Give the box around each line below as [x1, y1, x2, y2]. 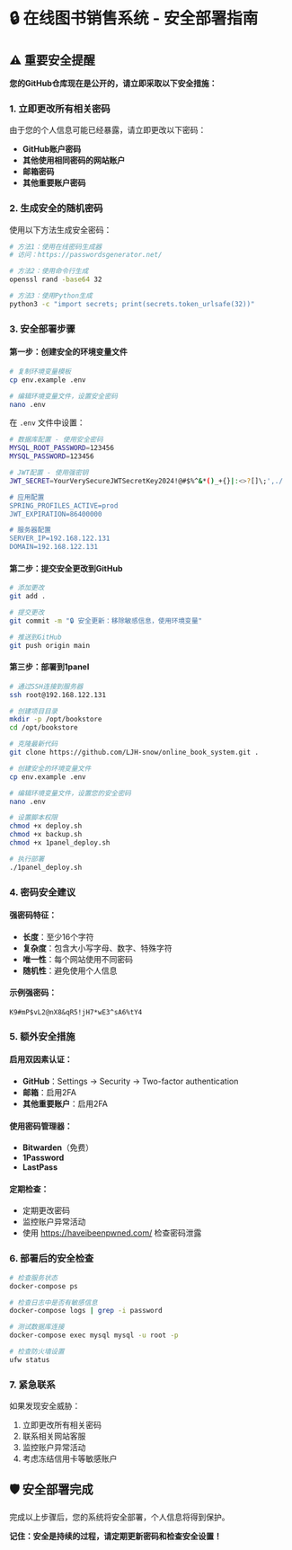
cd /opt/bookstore [9, 723, 78, 732]
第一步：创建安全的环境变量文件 [9, 347, 128, 358]
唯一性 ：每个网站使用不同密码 [22, 953, 133, 964]
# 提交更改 [9, 608, 45, 617]
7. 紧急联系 [9, 1378, 56, 1391]
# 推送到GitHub [9, 633, 62, 642]
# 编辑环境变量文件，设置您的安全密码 [9, 788, 132, 798]
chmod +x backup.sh [9, 830, 83, 839]
